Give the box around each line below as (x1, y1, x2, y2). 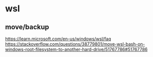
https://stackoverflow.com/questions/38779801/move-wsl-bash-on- (5, 41, 145, 47)
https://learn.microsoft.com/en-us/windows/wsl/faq (5, 36, 111, 42)
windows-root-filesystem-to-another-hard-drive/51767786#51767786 (5, 47, 148, 52)
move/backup (5, 23, 50, 31)
